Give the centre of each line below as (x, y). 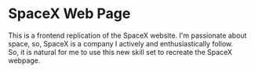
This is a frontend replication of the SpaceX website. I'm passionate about (127, 35)
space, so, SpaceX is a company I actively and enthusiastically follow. (121, 43)
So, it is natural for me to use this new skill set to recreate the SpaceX (120, 52)
